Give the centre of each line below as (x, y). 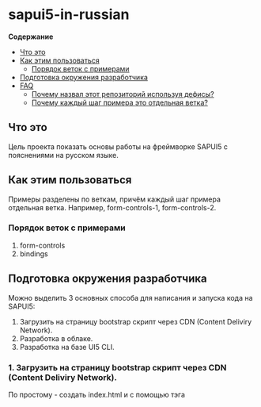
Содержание (31, 36)
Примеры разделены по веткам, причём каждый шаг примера (115, 199)
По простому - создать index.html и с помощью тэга (97, 394)
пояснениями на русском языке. (63, 155)
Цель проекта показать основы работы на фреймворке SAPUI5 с (118, 146)
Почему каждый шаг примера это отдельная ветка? (119, 102)
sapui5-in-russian (69, 15)
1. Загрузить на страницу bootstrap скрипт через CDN (117, 367)
